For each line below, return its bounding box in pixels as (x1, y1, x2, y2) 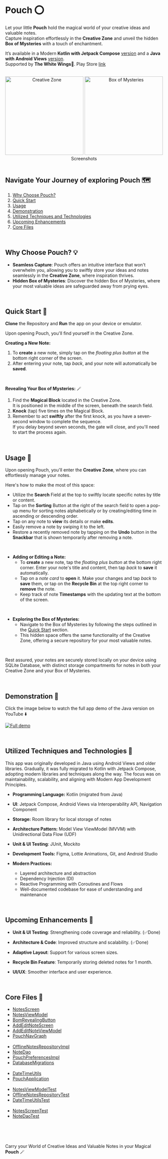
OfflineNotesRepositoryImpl (12, 1044, 70, 1050)
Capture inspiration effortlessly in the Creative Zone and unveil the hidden (5, 35, 158, 41)
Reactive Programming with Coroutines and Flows (19, 881, 123, 887)
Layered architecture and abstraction (19, 870, 96, 876)
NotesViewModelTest (12, 1087, 56, 1093)
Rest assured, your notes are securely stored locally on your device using (5, 657, 156, 663)
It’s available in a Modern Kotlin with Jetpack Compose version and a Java (5, 50, 161, 56)
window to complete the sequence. (29, 419, 101, 425)
